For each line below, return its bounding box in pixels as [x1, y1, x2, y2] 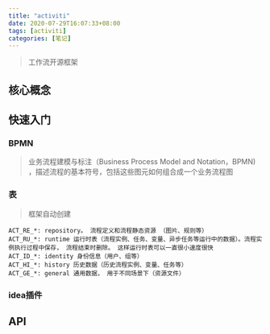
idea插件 [8, 289, 43, 300]
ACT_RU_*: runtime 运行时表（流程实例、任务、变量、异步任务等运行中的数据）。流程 [8, 235, 256, 243]
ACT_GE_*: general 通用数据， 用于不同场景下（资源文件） [8, 269, 185, 278]
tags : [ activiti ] [8, 27, 67, 35]
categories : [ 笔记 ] [8, 34, 72, 43]
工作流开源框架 [27, 57, 78, 67]
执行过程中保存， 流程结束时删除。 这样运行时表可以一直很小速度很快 [14, 243, 214, 252]
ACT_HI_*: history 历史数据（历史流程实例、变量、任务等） [8, 261, 188, 269]
